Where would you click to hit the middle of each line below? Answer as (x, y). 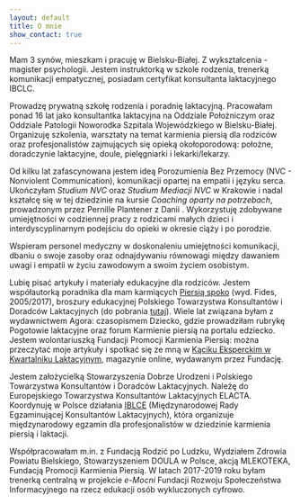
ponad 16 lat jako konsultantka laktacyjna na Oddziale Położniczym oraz (142, 116)
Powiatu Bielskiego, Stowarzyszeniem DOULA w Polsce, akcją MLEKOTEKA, (150, 461)
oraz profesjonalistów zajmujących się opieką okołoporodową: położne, (141, 144)
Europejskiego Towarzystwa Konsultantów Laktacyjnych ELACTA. (131, 396)
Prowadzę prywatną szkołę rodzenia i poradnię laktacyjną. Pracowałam (141, 106)
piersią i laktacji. (39, 434)
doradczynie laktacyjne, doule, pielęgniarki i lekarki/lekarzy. (120, 154)
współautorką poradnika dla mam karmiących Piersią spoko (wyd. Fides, (143, 292)
